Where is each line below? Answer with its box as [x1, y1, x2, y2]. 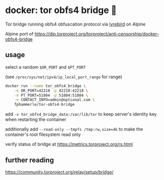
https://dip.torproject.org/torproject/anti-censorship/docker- [34, 31, 159, 37]
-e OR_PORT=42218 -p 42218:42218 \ [14, 88, 88, 93]
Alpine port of [5, 31, 33, 37]
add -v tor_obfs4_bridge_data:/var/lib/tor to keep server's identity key [5, 111, 157, 117]
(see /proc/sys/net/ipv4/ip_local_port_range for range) [5, 74, 122, 80]
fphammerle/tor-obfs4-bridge [14, 102, 75, 107]
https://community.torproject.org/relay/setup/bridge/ [5, 169, 114, 175]
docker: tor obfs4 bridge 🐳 [5, 5, 117, 16]
